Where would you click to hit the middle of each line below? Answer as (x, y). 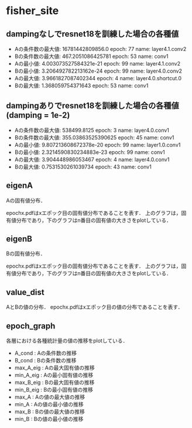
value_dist (25, 292)
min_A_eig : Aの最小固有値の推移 (54, 375)
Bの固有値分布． (26, 254)
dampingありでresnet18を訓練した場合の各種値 (93, 106)
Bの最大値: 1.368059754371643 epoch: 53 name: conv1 (81, 85)
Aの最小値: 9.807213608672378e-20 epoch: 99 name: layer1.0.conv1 (97, 145)
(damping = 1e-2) (38, 115)
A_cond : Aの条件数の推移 (46, 353)
